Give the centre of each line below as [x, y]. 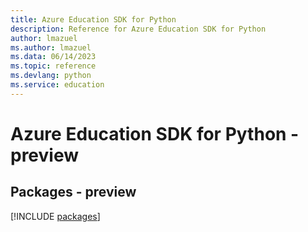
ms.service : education [57, 85]
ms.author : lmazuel [51, 47]
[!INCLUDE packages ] [55, 216]
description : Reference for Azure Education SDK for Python [138, 29]
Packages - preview [73, 192]
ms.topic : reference [53, 66]
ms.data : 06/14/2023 [53, 57]
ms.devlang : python [51, 76]
